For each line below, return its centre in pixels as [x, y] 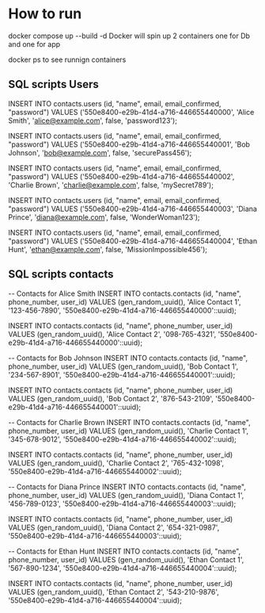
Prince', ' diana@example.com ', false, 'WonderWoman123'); [104, 217]
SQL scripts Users [53, 84]
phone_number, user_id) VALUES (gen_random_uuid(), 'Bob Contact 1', [123, 366]
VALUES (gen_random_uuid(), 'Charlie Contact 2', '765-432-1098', [116, 463]
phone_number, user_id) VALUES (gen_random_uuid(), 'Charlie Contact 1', [129, 431]
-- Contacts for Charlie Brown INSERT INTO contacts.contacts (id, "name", [129, 422]
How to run [45, 14]
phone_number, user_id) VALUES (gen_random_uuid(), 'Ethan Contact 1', [126, 559]
